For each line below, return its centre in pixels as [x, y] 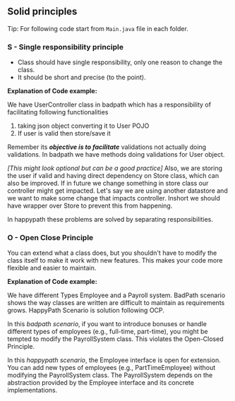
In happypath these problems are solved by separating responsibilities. [110, 220]
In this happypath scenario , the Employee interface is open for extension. [114, 360]
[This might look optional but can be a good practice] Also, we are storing [115, 168]
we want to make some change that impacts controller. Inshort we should [114, 198]
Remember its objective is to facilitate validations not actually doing [107, 147]
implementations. [32, 390]
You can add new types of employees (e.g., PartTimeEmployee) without [112, 368]
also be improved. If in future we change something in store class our [108, 184]
